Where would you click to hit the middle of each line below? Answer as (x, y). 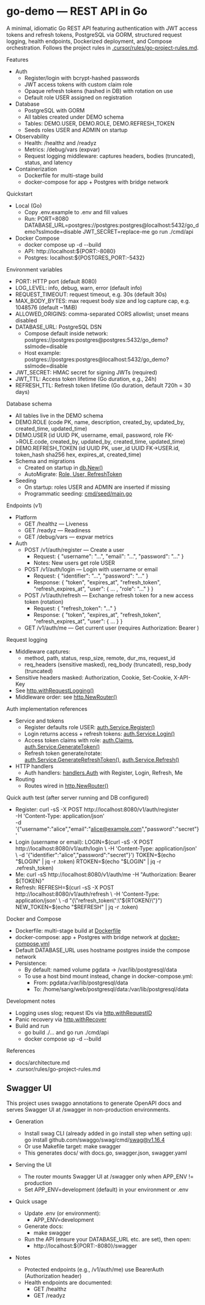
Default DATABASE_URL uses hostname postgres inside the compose (102, 950)
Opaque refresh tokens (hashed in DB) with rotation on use (99, 91)
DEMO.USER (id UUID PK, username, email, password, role (89, 435)
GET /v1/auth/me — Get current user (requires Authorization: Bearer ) (112, 628)
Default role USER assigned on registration (78, 97)
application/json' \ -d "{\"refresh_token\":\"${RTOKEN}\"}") (89, 900)
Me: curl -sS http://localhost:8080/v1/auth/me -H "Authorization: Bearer (106, 874)
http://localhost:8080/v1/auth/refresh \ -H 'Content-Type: (87, 894)
